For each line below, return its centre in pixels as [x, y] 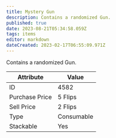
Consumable [76, 116]
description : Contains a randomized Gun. [59, 17]
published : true [26, 23]
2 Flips [67, 107]
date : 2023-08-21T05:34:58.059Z [46, 28]
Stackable [23, 126]
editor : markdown [28, 40]
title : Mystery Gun [30, 12]
